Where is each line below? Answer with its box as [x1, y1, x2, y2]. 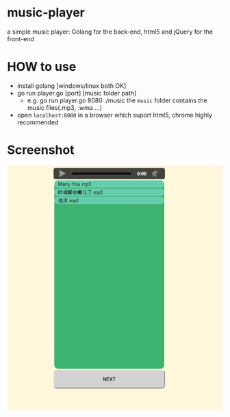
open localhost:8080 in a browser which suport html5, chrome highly [16, 111, 213, 119]
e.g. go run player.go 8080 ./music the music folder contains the [27, 96, 207, 104]
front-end [7, 34, 34, 43]
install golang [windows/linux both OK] [16, 81, 127, 90]
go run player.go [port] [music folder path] [16, 89, 137, 97]
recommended [16, 118, 59, 126]
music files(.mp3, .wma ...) [27, 103, 103, 111]
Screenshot [7, 142, 75, 158]
